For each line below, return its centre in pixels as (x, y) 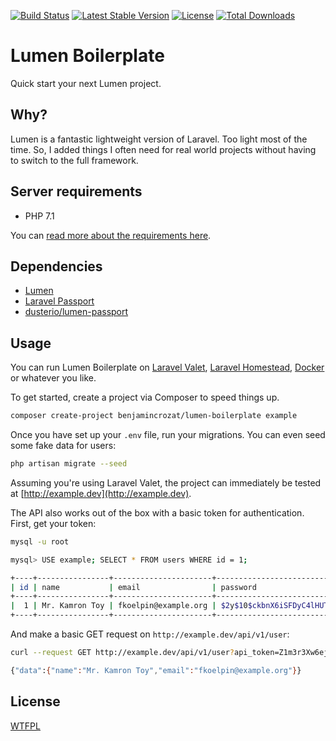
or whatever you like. (53, 378)
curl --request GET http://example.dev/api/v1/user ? (122, 653)
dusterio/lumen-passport (76, 312)
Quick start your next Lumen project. (86, 83)
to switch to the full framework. (74, 160)
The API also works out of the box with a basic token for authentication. (157, 512)
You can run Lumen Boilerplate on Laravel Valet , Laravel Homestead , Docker (167, 367)
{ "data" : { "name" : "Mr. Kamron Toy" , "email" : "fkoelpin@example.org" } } (156, 670)
